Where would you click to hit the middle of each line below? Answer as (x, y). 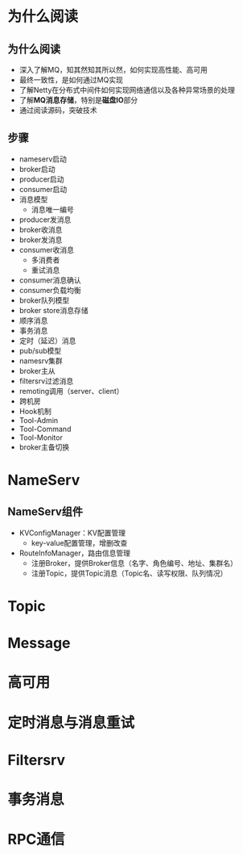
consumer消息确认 (50, 280)
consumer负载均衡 (50, 290)
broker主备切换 (44, 447)
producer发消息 (45, 220)
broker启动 (37, 169)
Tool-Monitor (41, 437)
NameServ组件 (45, 512)
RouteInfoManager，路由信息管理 (74, 553)
